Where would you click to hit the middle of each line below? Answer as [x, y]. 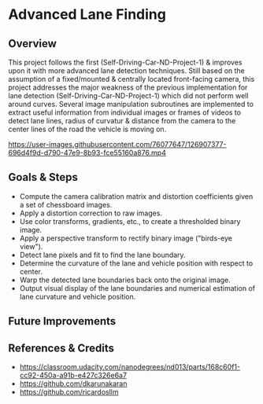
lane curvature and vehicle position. [78, 296]
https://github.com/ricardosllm [69, 392]
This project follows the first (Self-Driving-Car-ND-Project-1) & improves [125, 62]
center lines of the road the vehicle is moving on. [87, 129]
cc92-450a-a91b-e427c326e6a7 [73, 376]
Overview [33, 44]
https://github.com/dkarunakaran [73, 384]
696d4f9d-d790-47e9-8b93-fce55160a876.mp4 [87, 152]
